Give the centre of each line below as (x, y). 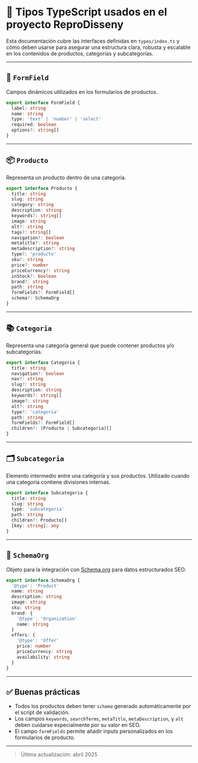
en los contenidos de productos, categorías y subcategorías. (80, 53)
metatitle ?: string (35, 243)
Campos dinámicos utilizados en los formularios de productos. (82, 92)
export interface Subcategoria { (47, 493)
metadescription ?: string (43, 249)
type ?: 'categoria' (35, 412)
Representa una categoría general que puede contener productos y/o (90, 345)
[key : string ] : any (35, 526)
